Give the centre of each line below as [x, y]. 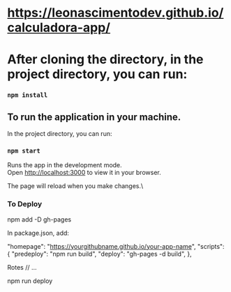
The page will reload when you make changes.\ [75, 186]
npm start [24, 151]
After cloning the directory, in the [105, 60]
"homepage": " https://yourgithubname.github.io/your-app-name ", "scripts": [116, 246]
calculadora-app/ [59, 28]
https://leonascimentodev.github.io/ [115, 13]
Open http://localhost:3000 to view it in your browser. [84, 173]
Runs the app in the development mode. [65, 165]
